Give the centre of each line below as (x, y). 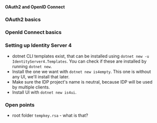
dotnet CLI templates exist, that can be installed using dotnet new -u (80, 56)
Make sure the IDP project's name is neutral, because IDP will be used (82, 82)
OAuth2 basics (23, 19)
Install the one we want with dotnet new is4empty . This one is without (81, 71)
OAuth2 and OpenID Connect (35, 7)
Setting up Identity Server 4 (38, 45)
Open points (20, 105)
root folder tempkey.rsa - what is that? (50, 115)
